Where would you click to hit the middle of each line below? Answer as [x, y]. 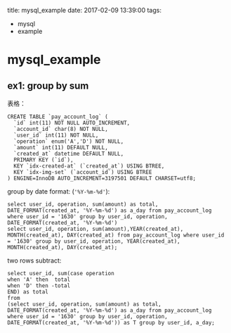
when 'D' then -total [39, 286]
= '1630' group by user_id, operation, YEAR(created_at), [94, 241]
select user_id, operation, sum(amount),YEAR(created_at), [95, 229]
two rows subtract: [34, 260]
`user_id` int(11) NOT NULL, [56, 135]
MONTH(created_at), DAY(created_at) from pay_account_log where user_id [116, 235]
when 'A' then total [39, 279]
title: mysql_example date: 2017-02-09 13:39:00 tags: [84, 10]
